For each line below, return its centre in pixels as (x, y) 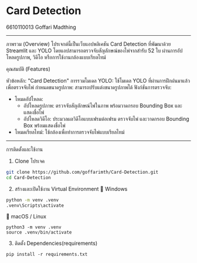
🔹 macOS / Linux (26, 217)
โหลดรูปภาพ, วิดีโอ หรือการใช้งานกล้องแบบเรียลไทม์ (56, 57)
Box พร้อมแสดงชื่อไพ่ (44, 125)
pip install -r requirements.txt (47, 254)
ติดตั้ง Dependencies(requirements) (56, 243)
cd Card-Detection (28, 177)
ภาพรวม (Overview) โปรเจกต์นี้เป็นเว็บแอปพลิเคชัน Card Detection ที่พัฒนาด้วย (89, 44)
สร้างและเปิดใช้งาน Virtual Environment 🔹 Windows (71, 188)
